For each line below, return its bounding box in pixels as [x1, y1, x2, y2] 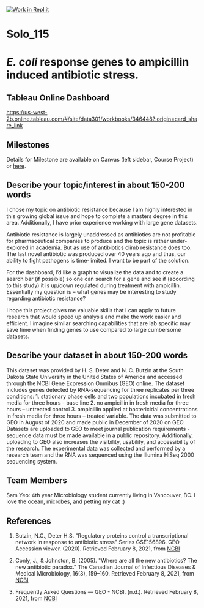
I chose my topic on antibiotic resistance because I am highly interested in [6, 206, 193, 213]
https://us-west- [6, 109, 48, 116]
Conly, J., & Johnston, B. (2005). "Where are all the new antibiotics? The [15, 557, 197, 565]
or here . [6, 162, 26, 170]
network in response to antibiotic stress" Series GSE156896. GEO [15, 539, 180, 546]
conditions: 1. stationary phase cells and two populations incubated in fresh [6, 392, 196, 400]
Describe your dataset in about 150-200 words [6, 350, 188, 361]
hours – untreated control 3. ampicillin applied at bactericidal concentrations [6, 405, 198, 413]
